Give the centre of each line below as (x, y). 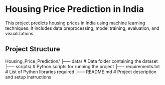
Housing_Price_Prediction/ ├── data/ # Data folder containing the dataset (81, 61)
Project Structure (33, 49)
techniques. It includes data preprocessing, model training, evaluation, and (82, 28)
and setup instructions (28, 77)
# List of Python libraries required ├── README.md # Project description (81, 72)
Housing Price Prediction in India (75, 9)
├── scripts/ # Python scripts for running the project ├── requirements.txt (82, 66)
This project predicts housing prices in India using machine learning (75, 23)
